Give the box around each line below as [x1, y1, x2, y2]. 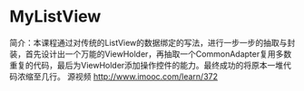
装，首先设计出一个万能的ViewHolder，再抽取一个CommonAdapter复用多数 [9, 48, 292, 59]
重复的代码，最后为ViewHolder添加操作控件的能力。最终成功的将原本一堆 [9, 59, 284, 70]
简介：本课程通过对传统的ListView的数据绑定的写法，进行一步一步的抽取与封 [9, 37, 296, 48]
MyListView [9, 6, 102, 27]
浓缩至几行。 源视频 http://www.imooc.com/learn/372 [16, 70, 219, 82]
